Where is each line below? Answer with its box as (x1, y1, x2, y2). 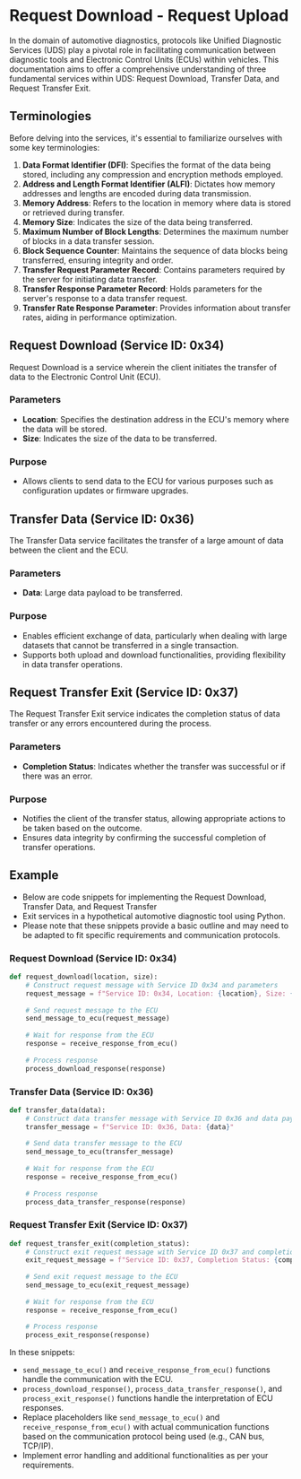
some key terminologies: (9, 142, 100, 152)
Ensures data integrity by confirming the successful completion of (21, 831, 267, 843)
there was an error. (21, 770, 93, 781)
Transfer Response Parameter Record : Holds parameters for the (21, 283, 262, 294)
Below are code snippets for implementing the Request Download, (21, 892, 267, 902)
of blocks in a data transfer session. (21, 235, 155, 247)
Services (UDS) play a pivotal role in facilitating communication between (9, 44, 276, 55)
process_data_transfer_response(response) (25, 1197, 186, 1206)
